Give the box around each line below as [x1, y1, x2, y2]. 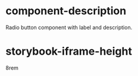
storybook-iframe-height [5, 45, 132, 58]
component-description [5, 4, 127, 18]
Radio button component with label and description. [5, 24, 133, 31]
